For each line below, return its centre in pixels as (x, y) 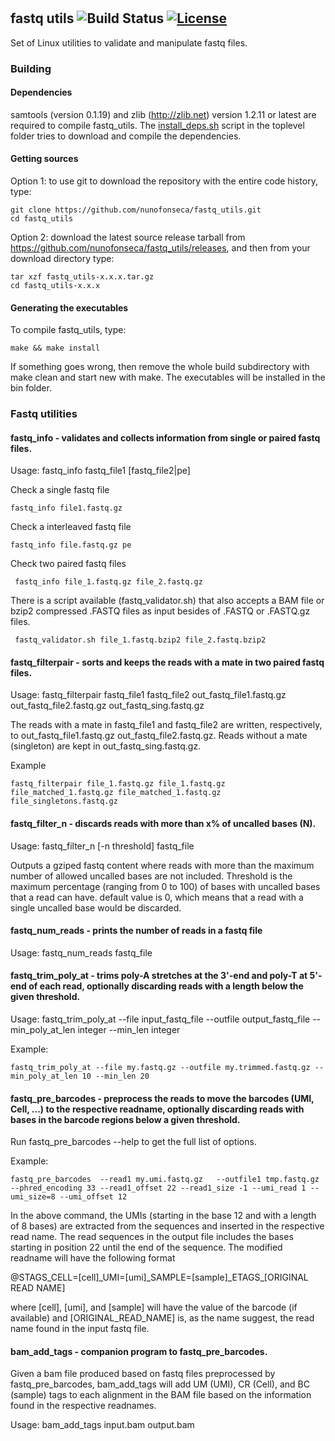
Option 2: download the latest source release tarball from (128, 237)
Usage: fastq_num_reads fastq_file (81, 952)
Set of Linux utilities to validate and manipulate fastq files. (129, 42)
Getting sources (44, 159)
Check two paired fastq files (68, 564)
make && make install (55, 348)
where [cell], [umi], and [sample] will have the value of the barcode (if (154, 1307)
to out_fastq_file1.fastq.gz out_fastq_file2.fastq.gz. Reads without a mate (159, 736)
